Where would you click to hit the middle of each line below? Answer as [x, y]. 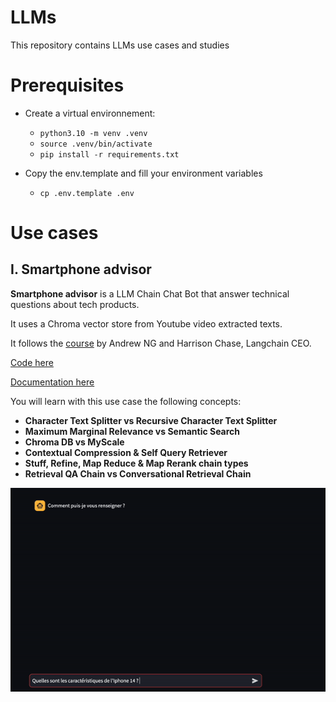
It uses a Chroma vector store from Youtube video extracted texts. [146, 323]
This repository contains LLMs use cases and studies [120, 45]
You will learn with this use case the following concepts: [126, 401]
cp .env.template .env [87, 193]
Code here [32, 362]
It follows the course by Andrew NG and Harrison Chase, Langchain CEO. [161, 343]
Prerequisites [67, 85]
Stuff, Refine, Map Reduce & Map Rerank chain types [136, 463]
